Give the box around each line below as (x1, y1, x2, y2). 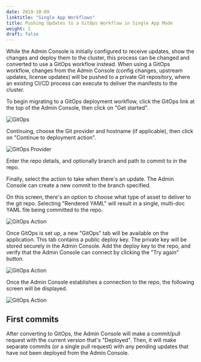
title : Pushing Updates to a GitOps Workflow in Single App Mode (6, 20, 173, 26)
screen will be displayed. (6, 285, 68, 292)
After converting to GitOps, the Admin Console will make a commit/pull (6, 329, 181, 337)
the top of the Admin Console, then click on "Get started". (6, 104, 149, 111)
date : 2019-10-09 (6, 8, 50, 15)
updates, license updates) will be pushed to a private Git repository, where (6, 73, 190, 81)
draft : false (6, 31, 39, 37)
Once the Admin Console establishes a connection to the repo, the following (6, 278, 194, 286)
